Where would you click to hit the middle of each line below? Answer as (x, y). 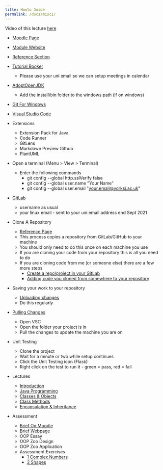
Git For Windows (29, 104)
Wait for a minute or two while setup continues (67, 356)
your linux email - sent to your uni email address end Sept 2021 (83, 212)
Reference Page (36, 232)
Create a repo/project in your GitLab (63, 273)
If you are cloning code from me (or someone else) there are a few (87, 262)
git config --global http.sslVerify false (65, 178)
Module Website (29, 47)
